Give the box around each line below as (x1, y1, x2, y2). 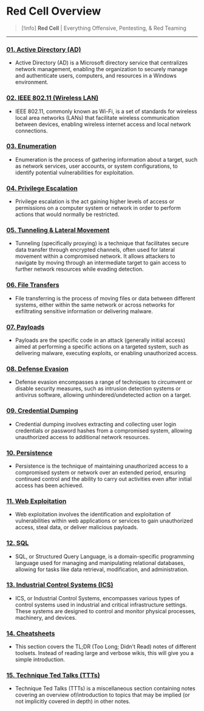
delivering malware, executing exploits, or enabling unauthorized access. (15, 350, 198, 357)
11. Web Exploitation (6, 497, 67, 505)
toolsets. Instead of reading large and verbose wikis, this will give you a (15, 650, 194, 657)
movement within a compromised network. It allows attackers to (15, 252, 175, 260)
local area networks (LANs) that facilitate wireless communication (15, 114, 180, 121)
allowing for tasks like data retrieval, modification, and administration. (15, 566, 189, 573)
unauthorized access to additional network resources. (15, 433, 151, 440)
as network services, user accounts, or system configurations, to (15, 162, 178, 170)
